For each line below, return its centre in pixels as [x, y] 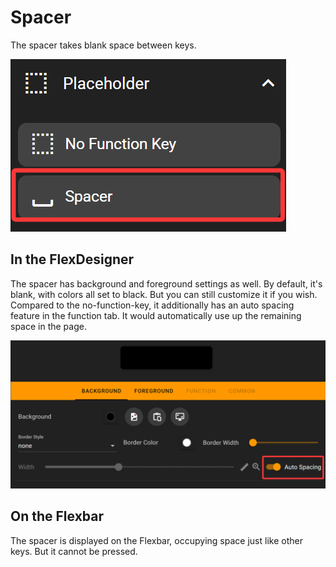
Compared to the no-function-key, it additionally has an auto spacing [152, 305]
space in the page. [48, 326]
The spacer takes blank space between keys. [103, 45]
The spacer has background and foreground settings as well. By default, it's [166, 283]
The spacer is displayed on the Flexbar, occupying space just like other [156, 540]
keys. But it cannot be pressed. [74, 551]
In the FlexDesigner [72, 259]
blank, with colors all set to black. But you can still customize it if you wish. [164, 294]
